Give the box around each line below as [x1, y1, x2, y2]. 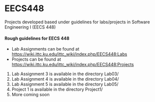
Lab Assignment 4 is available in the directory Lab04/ [11, 76, 119, 82]
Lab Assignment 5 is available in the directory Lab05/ [11, 81, 119, 87]
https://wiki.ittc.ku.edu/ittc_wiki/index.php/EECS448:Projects [11, 62, 134, 68]
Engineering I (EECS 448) [4, 24, 56, 30]
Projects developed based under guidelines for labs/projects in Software [4, 19, 150, 25]
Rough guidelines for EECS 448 [4, 35, 70, 41]
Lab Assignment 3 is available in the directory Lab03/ [11, 71, 119, 77]
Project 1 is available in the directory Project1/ [11, 86, 103, 92]
